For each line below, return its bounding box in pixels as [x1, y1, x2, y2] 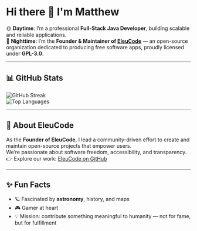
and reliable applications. [6, 31, 67, 38]
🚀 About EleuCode [6, 120, 74, 131]
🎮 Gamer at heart [14, 205, 59, 212]
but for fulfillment [14, 219, 57, 226]
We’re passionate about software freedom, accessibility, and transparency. [6, 148, 187, 155]
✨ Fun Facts [6, 179, 51, 189]
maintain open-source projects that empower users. [6, 142, 132, 149]
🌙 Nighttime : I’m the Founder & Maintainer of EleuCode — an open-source [6, 38, 189, 45]
